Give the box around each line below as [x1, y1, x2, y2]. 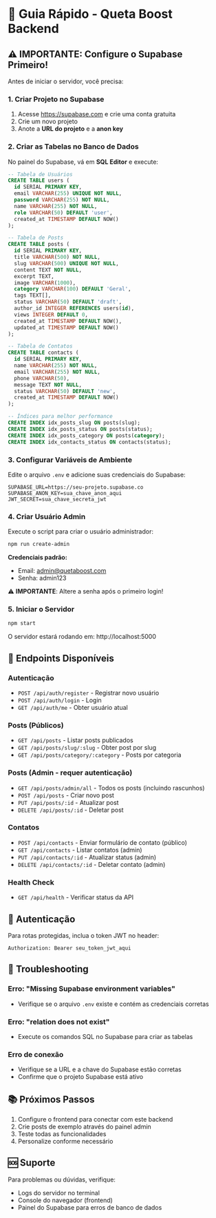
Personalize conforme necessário [17, 1137, 114, 1146]
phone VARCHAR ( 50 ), [14, 375, 70, 381]
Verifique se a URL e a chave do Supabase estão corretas [17, 1065, 182, 1073]
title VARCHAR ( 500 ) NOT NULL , [14, 254, 100, 261]
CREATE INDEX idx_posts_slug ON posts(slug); [8, 419, 140, 426]
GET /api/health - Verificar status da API [17, 893, 134, 901]
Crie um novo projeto [17, 117, 78, 126]
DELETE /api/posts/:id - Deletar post [17, 806, 124, 814]
